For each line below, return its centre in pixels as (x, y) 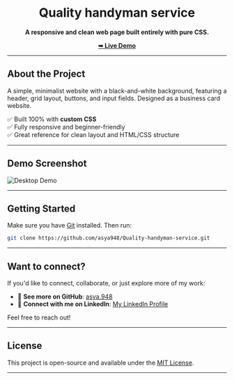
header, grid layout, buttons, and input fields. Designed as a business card (114, 98)
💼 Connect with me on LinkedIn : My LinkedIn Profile (93, 304)
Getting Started (41, 208)
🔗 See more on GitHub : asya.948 (65, 296)
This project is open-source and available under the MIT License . (101, 363)
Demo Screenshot (47, 164)
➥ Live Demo (117, 45)
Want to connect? (46, 266)
